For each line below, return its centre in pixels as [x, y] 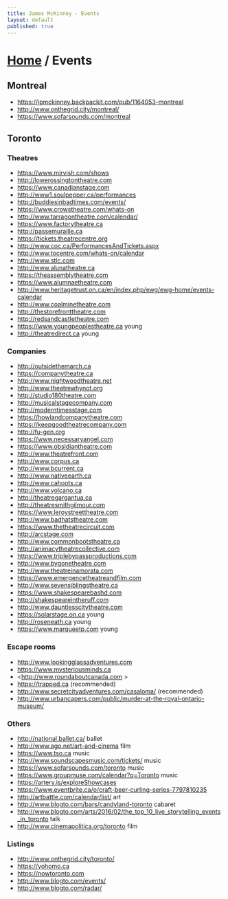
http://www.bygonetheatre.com [61, 564]
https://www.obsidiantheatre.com [65, 447]
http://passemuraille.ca [50, 232]
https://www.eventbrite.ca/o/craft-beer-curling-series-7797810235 [112, 789]
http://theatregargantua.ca [55, 498]
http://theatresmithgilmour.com [61, 505]
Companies [27, 351]
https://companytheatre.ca [55, 374]
